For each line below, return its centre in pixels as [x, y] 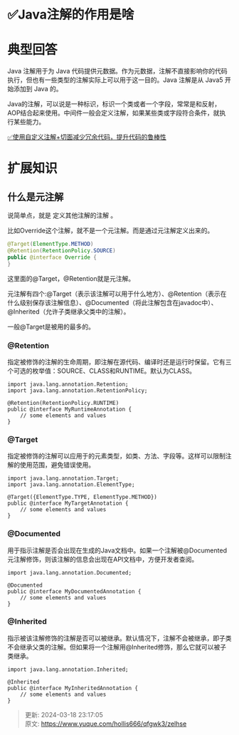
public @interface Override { [52, 257]
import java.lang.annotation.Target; [63, 478]
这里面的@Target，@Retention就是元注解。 [71, 278]
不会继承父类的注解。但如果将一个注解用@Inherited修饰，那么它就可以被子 [117, 647]
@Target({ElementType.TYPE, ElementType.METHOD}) [83, 497]
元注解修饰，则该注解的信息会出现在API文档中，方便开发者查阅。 [103, 559]
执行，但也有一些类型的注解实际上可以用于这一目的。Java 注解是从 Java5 [115, 80]
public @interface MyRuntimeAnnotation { [70, 409]
